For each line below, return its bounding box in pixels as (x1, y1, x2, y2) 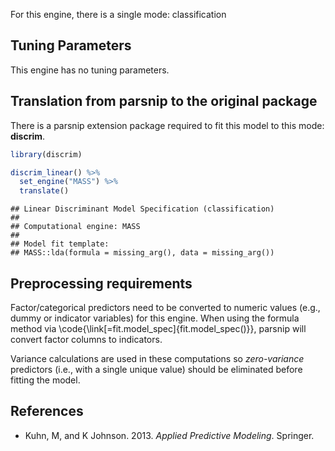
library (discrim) (10, 149, 83, 159)
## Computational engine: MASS (10, 222, 141, 232)
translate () (19, 186, 70, 196)
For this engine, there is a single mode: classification (10, 9, 227, 20)
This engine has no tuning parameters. (10, 64, 170, 76)
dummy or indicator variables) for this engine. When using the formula (10, 312, 300, 324)
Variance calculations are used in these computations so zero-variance (10, 352, 305, 364)
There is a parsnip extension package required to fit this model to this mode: (10, 119, 325, 131)
